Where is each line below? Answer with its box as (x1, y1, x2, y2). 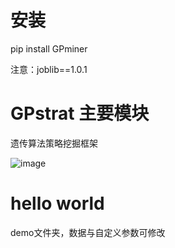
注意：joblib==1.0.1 (10, 63, 88, 75)
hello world (10, 192, 105, 215)
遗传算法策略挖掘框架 (10, 137, 98, 149)
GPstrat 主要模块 (10, 102, 150, 125)
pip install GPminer (10, 42, 88, 55)
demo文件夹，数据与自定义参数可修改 (10, 226, 166, 238)
